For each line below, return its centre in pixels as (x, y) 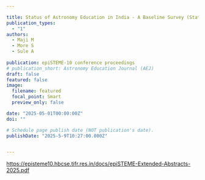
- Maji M (23, 40)
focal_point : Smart (37, 97)
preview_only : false (38, 103)
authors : (17, 34)
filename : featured (37, 91)
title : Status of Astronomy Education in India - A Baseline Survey (95, 17)
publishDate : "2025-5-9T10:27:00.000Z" (57, 136)
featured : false (27, 80)
